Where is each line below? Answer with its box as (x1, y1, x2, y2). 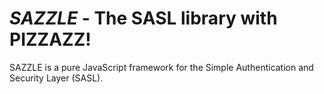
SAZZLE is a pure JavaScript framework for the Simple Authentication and (9, 61, 314, 73)
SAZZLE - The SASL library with (9, 7, 278, 30)
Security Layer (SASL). (9, 72, 104, 84)
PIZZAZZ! (9, 28, 92, 51)
